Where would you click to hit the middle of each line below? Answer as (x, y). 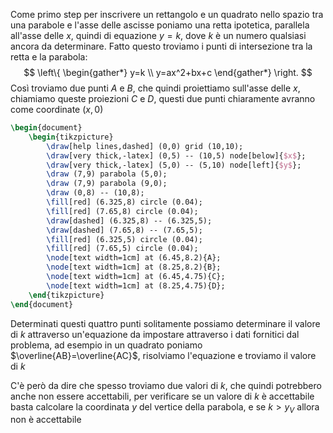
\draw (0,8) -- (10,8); (95, 193)
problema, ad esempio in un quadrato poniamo (106, 345)
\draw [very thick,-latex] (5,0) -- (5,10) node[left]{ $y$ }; (174, 165)
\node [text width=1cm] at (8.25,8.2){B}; (134, 267)
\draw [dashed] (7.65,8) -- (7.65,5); (124, 230)
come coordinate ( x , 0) (57, 109)
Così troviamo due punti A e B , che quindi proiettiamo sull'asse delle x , (155, 88)
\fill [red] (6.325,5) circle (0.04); (124, 239)
